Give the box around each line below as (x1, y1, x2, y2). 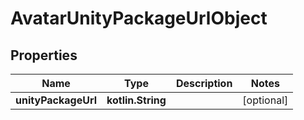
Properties (10, 47, 78, 64)
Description (175, 77, 233, 90)
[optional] (242, 93, 289, 107)
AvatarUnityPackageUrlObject (10, 7, 268, 30)
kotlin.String (106, 93, 167, 107)
